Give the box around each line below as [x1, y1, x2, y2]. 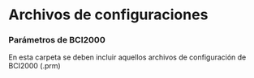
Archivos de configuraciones [8, 6, 209, 24]
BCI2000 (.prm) [8, 61, 61, 71]
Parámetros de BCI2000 [8, 35, 105, 46]
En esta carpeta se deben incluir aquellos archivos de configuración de [8, 52, 247, 62]
